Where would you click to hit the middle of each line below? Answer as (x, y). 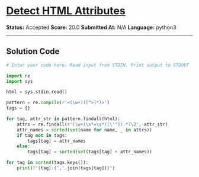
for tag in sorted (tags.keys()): (47, 163)
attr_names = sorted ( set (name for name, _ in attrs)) (84, 130)
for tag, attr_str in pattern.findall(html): (63, 119)
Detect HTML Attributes (66, 11)
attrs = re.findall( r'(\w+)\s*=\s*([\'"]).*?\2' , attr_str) (92, 124)
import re (18, 76)
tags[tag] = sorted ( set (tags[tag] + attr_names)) (90, 152)
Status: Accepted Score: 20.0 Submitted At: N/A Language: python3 (91, 27)
